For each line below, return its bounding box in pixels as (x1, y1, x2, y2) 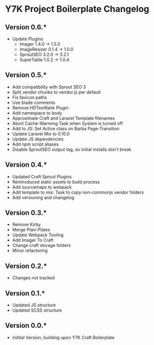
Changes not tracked (12, 275, 55, 281)
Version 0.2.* (5, 262, 48, 270)
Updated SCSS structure (12, 307, 62, 313)
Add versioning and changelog (12, 195, 75, 200)
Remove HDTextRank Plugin (12, 104, 69, 111)
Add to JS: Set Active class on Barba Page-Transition (12, 125, 120, 131)
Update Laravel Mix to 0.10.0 (12, 131, 70, 137)
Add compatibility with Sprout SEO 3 (12, 84, 86, 90)
